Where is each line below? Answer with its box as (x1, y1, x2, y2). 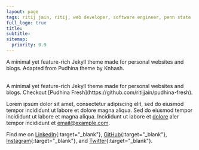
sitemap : (6, 36, 28, 42)
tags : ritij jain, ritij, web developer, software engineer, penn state (6, 14, 191, 20)
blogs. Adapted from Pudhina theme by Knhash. (6, 64, 124, 71)
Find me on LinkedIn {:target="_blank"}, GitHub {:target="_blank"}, (6, 130, 167, 137)
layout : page (6, 8, 39, 15)
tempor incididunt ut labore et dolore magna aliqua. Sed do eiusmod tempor (6, 107, 193, 114)
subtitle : (6, 31, 31, 37)
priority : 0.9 (11, 42, 47, 48)
